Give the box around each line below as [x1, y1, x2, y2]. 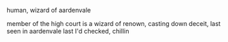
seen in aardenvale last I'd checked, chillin [6, 27, 129, 35]
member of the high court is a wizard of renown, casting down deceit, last [6, 20, 221, 27]
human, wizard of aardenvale [6, 6, 91, 14]
